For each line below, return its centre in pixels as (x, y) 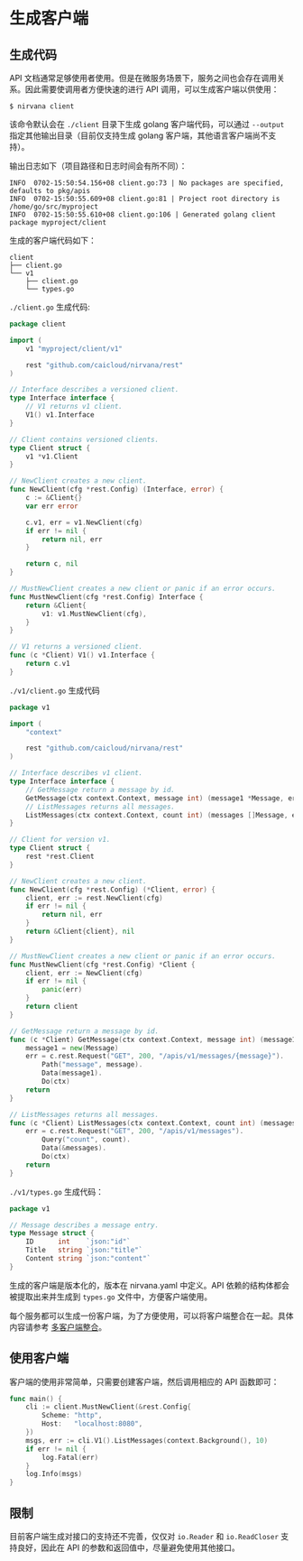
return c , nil (52, 564)
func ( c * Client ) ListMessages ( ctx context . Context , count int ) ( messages (153, 1123)
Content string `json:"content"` (88, 1259)
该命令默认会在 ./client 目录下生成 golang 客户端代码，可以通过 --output (147, 124)
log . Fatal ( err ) (70, 1457)
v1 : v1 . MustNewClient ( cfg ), (94, 614)
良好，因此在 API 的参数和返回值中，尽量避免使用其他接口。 (129, 1547)
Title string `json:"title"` (84, 1251)
